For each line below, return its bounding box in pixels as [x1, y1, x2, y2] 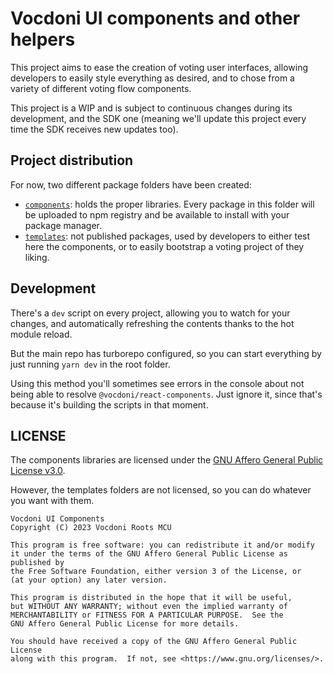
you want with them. [10, 495, 95, 507]
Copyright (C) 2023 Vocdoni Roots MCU [10, 523, 172, 533]
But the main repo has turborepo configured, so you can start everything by [10, 347, 322, 359]
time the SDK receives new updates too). [10, 123, 179, 135]
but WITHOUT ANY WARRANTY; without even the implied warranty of [10, 602, 288, 612]
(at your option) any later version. [10, 575, 168, 586]
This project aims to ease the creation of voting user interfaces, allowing [10, 61, 308, 73]
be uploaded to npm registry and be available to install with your [24, 208, 290, 221]
